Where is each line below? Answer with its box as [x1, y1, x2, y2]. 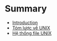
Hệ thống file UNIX [12, 30, 52, 36]
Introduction [12, 19, 38, 25]
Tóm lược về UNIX [12, 24, 50, 30]
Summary [5, 3, 47, 14]
